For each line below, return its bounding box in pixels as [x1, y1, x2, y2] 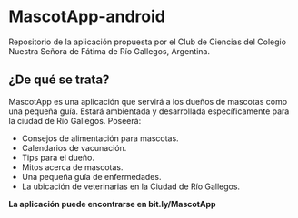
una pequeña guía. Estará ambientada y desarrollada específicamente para [8, 106, 290, 117]
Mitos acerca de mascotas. [21, 161, 124, 173]
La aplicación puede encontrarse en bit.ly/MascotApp [8, 198, 216, 209]
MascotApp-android [8, 6, 165, 27]
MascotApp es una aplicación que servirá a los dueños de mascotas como [8, 96, 288, 107]
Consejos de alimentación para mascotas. [21, 133, 179, 144]
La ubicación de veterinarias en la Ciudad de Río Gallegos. [21, 181, 241, 192]
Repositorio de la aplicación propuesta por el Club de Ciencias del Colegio [8, 36, 287, 47]
